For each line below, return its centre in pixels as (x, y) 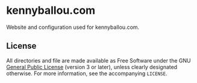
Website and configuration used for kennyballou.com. (73, 27)
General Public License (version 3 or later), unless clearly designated (92, 67)
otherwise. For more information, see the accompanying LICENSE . (87, 73)
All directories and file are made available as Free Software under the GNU (98, 60)
